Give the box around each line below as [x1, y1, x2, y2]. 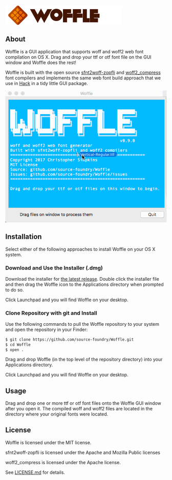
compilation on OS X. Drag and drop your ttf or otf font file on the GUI [5, 54, 152, 60]
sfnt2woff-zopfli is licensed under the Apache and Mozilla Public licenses [5, 449, 160, 455]
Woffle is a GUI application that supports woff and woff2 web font [5, 48, 144, 54]
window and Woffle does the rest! [5, 59, 77, 66]
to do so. [5, 286, 24, 293]
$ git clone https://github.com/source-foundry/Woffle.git [5, 337, 134, 342]
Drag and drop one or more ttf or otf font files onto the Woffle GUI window [5, 400, 161, 406]
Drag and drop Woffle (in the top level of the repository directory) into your [5, 357, 163, 363]
